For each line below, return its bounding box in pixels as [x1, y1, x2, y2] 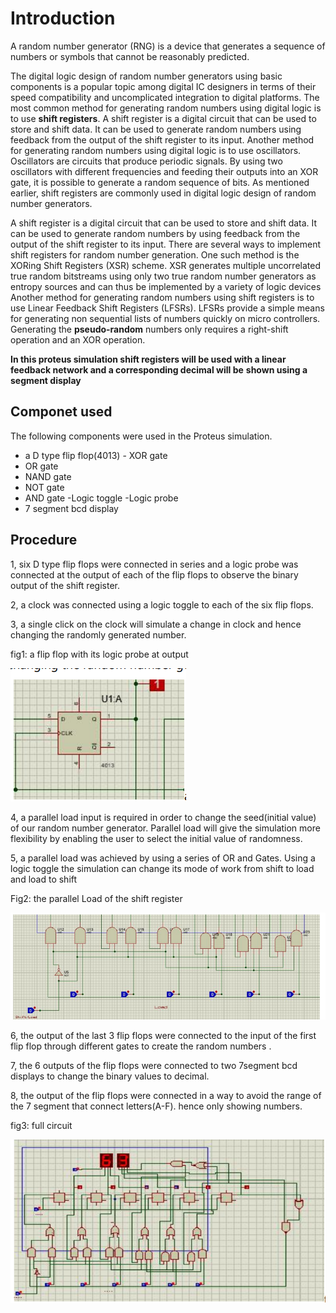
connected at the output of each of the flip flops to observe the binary [10, 568, 299, 581]
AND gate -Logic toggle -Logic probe [24, 492, 179, 504]
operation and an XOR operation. [10, 333, 146, 346]
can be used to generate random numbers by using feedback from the [10, 227, 301, 239]
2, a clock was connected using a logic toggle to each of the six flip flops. [10, 598, 314, 611]
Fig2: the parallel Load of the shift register [10, 892, 183, 904]
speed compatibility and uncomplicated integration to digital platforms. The [10, 91, 320, 103]
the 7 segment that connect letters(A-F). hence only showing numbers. [10, 1100, 303, 1112]
